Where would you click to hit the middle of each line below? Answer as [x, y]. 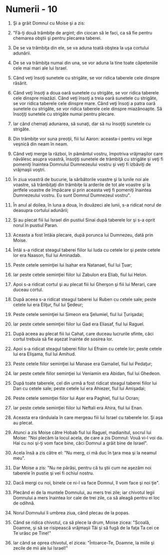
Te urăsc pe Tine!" [32, 533]
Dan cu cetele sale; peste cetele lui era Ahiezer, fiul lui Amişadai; [79, 388]
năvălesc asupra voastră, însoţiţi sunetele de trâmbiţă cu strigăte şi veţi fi [88, 159]
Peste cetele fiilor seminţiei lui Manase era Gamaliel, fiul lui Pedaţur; [82, 363]
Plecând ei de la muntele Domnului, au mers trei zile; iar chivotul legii [83, 492]
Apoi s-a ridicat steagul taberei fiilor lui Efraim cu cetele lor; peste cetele [87, 348]
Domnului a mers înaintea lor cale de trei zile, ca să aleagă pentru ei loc [86, 497]
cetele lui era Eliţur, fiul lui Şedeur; [48, 304]
